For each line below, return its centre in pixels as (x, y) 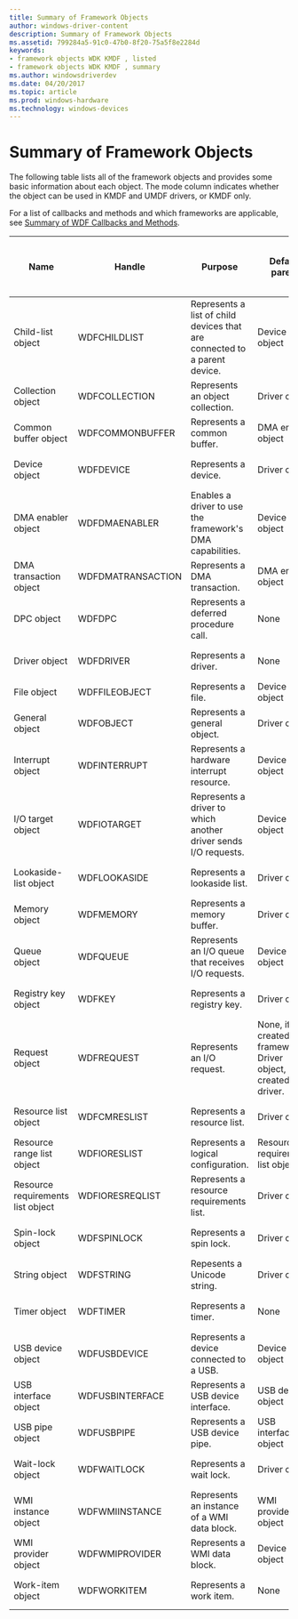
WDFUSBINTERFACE (121, 1396)
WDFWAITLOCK (111, 1470)
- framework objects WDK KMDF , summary (85, 68)
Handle (129, 267)
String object (41, 1275)
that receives (218, 963)
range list (33, 1154)
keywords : (27, 51)
